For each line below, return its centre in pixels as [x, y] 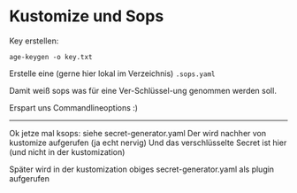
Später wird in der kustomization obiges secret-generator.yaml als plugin [142, 169]
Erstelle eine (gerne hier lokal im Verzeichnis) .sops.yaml [112, 73]
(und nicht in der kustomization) [67, 151]
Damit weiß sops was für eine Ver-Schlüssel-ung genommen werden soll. [143, 90]
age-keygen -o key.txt [51, 57]
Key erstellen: [34, 41]
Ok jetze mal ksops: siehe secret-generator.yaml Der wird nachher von [138, 133]
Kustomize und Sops [87, 16]
